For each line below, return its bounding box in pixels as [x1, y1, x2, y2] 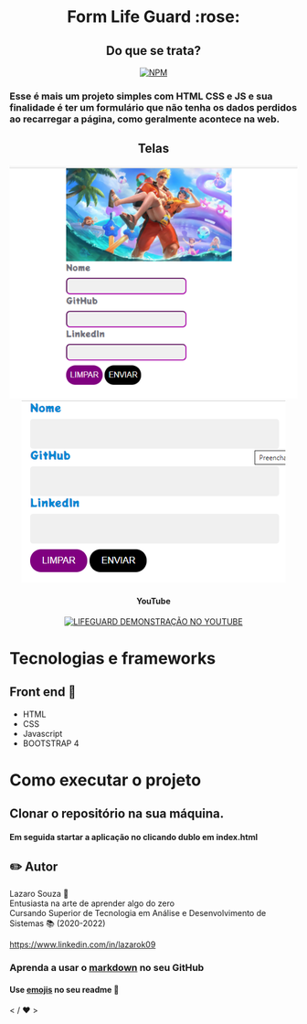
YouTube [136, 595, 171, 606]
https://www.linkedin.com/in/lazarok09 [9, 939, 156, 950]
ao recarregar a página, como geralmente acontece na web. [9, 112, 281, 125]
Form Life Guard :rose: [67, 6, 240, 27]
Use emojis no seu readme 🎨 [9, 985, 120, 996]
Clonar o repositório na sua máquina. [9, 806, 225, 822]
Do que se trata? [106, 43, 201, 59]
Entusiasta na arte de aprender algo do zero [9, 898, 175, 909]
